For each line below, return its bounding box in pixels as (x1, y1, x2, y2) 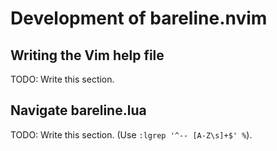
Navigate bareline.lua (10, 102, 147, 119)
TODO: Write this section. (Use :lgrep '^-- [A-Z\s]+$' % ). (10, 128, 253, 141)
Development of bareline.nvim (10, 7, 268, 30)
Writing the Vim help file (10, 47, 165, 64)
